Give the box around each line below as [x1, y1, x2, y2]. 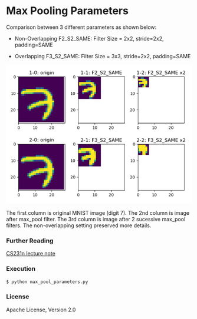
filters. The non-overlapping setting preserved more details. [6, 222, 152, 229]
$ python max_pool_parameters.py [6, 278, 88, 285]
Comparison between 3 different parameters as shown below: [6, 24, 157, 31]
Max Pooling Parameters [6, 4, 129, 18]
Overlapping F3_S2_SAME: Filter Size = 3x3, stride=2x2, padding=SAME [14, 52, 191, 59]
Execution [6, 265, 36, 273]
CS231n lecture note [6, 250, 56, 257]
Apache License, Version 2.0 [6, 306, 76, 313]
